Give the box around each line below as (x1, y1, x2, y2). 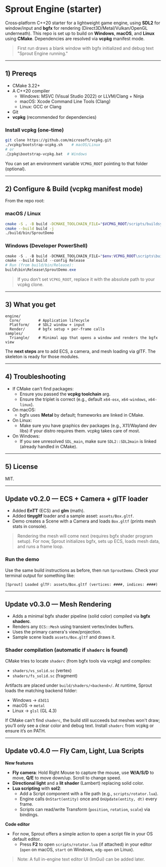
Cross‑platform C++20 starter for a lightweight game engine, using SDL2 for (5, 20, 161, 26)
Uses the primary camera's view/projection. (12, 629, 102, 635)
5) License (5, 463, 38, 471)
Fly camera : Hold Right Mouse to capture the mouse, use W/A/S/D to (12, 770, 154, 775)
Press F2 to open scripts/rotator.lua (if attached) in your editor (19, 841, 152, 847)
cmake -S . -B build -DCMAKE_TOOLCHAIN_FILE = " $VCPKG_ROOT (5, 221, 127, 226)
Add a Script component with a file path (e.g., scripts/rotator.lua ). (19, 790, 159, 796)
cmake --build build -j (5, 226, 54, 231)
